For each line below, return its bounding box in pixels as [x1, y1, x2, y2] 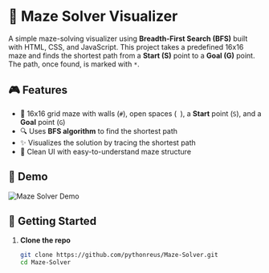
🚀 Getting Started [8, 214, 97, 227]
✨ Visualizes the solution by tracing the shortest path [19, 138, 197, 147]
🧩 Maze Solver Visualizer [8, 7, 178, 26]
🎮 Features [8, 83, 68, 97]
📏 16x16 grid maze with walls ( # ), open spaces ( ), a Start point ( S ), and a [19, 108, 262, 118]
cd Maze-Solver [19, 259, 71, 267]
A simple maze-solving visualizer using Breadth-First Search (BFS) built [8, 34, 248, 43]
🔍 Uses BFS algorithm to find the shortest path [19, 126, 178, 135]
